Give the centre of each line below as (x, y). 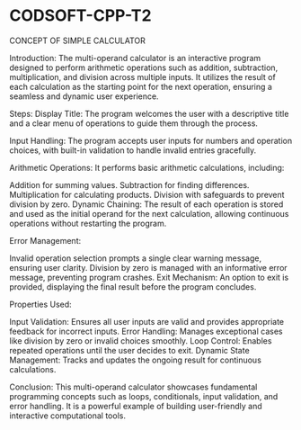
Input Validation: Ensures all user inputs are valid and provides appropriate (147, 321)
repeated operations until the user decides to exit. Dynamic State (129, 350)
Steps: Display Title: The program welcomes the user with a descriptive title (149, 113)
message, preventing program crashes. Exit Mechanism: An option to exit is (149, 277)
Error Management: (45, 240)
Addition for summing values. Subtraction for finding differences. (129, 184)
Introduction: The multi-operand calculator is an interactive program (135, 58)
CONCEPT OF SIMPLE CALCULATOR (78, 40)
